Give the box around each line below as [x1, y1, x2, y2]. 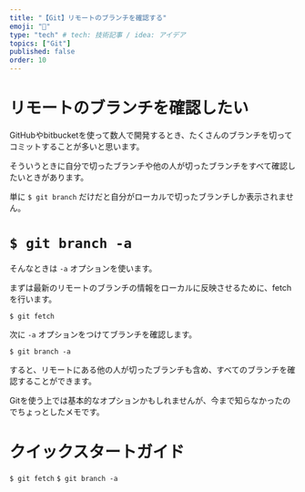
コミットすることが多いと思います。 [9, 140, 145, 151]
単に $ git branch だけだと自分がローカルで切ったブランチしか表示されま [9, 190, 287, 201]
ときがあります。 [25, 171, 89, 182]
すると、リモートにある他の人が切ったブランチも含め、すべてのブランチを [9, 364, 288, 374]
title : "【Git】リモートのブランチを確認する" [9, 13, 168, 23]
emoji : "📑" [9, 22, 51, 31]
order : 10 [9, 56, 47, 65]
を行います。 [9, 293, 57, 304]
